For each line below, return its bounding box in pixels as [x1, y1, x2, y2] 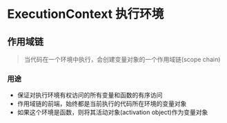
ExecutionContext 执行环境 [7, 6, 164, 22]
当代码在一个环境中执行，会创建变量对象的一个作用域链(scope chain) [23, 56, 221, 63]
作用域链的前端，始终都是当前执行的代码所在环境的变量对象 [17, 100, 187, 108]
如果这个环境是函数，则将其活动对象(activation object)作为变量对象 [17, 108, 208, 117]
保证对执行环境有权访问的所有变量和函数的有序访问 [17, 91, 163, 100]
